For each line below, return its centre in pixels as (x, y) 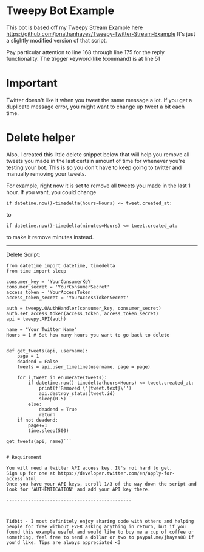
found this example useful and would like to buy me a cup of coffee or (100, 532)
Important (32, 83)
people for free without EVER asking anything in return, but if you (96, 526)
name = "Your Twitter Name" (42, 329)
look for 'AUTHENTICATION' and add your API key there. (78, 489)
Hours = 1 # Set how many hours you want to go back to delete (88, 335)
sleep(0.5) (53, 399)
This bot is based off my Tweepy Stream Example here (75, 27)
